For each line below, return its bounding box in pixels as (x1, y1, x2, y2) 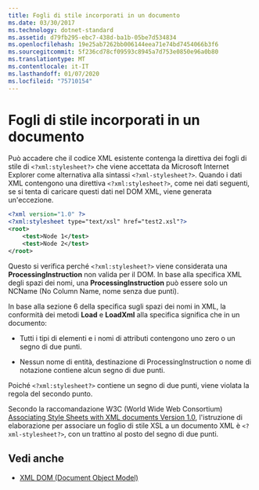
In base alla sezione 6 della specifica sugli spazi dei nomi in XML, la (8, 302, 226, 311)
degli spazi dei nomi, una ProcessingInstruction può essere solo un (8, 278, 228, 287)
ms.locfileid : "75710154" (8, 77, 92, 85)
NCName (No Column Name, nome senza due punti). (8, 286, 179, 295)
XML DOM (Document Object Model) (19, 473, 138, 482)
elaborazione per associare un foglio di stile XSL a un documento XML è (8, 421, 241, 430)
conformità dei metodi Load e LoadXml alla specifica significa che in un (8, 309, 240, 319)
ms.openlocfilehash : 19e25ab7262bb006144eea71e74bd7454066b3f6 (8, 41, 219, 49)
